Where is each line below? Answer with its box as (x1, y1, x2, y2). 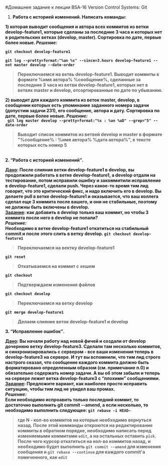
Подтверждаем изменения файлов (17, 282, 95, 288)
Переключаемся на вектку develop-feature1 (17, 245, 115, 251)
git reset (5, 255, 26, 260)
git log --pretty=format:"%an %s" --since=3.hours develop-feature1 (5, 58, 151, 63)
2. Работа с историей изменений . (5, 157, 84, 163)
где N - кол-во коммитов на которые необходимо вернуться (17, 417, 152, 423)
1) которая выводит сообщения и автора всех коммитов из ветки (5, 24, 149, 30)
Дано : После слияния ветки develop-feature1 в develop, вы (5, 167, 134, 172)
